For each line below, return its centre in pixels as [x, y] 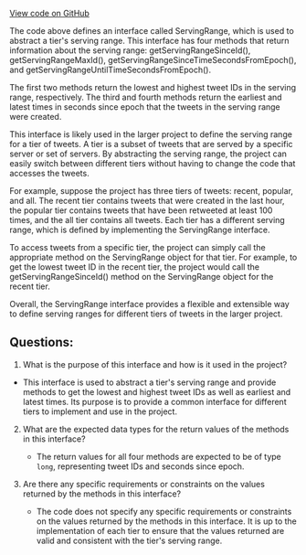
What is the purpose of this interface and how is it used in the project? [155, 364]
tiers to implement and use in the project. [100, 411]
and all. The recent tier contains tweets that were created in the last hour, [147, 201]
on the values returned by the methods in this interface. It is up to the [166, 521]
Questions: [42, 342]
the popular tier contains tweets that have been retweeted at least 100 [141, 210]
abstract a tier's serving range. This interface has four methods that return [149, 41]
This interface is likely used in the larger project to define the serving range [151, 134]
